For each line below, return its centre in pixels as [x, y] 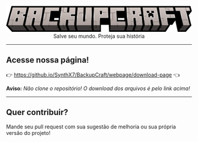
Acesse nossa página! [48, 60]
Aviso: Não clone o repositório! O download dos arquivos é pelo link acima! [98, 88]
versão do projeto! [28, 133]
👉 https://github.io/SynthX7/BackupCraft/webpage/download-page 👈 [93, 75]
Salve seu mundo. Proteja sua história [99, 36]
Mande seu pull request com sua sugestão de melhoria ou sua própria [91, 127]
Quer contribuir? [37, 112]
